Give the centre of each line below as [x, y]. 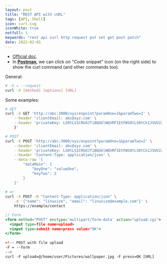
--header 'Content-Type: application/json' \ [62, 155]
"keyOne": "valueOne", [55, 169]
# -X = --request [23, 86]
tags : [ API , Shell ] [25, 19]
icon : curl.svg [21, 24]
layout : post [19, 10]
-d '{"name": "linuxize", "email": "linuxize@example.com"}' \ [81, 201]
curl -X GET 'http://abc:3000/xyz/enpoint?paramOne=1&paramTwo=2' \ [78, 114]
